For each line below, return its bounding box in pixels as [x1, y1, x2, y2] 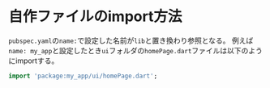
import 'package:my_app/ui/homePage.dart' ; [8, 72, 158, 80]
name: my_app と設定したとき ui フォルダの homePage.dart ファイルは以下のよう [8, 45, 264, 55]
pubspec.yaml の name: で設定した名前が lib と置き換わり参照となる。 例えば [8, 36, 254, 45]
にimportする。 [8, 56, 59, 65]
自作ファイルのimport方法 [8, 7, 182, 26]
